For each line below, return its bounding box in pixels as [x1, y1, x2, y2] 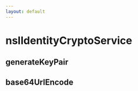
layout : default [5, 8, 45, 15]
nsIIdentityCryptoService [5, 33, 133, 47]
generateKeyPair [5, 57, 69, 68]
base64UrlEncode [5, 77, 74, 87]
